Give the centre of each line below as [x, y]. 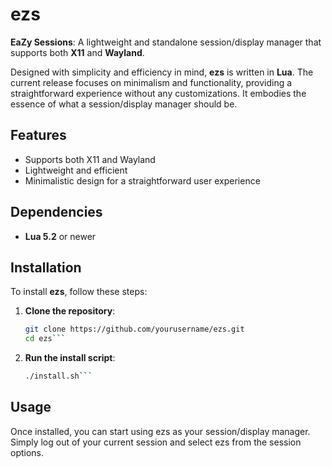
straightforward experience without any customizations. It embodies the [158, 93]
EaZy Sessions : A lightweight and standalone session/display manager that [166, 42]
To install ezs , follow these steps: [79, 292]
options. [27, 452]
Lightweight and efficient [76, 170]
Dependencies [56, 212]
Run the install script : [70, 358]
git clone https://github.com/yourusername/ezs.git [134, 329]
